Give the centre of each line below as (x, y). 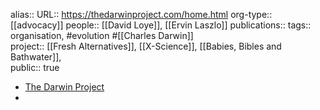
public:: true (35, 67)
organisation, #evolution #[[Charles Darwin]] (102, 35)
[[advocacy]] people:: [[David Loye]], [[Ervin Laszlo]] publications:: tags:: (161, 25)
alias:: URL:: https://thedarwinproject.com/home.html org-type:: (141, 14)
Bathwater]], (36, 57)
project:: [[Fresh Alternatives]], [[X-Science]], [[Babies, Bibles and (146, 46)
